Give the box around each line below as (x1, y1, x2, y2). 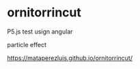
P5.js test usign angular (7, 27, 73, 36)
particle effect (7, 40, 46, 49)
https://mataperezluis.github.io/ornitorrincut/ (7, 53, 133, 62)
